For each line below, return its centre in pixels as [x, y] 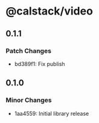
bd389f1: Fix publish [40, 64]
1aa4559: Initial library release [52, 113]
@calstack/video [49, 11]
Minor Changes [29, 100]
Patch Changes [29, 51]
